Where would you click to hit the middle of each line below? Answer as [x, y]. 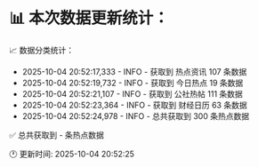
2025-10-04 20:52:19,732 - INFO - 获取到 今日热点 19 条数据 [133, 83]
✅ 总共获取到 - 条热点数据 [57, 135]
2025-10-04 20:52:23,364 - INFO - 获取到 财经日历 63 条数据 [134, 105]
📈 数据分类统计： [41, 50]
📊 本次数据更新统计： [89, 18]
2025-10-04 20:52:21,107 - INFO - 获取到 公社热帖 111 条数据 [132, 93]
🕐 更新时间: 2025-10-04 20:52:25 [72, 154]
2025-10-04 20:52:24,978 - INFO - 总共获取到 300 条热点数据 [136, 115]
